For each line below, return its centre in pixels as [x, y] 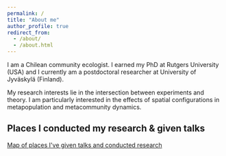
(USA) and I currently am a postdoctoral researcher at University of [102, 72]
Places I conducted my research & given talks [106, 128]
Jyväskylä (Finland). [35, 79]
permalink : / [26, 13]
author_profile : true [38, 26]
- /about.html [33, 45]
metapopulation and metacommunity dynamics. [74, 107]
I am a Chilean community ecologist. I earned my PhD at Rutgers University [113, 65]
